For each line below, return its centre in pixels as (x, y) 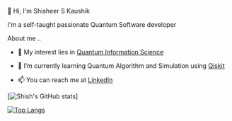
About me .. (24, 38)
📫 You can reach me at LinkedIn (65, 80)
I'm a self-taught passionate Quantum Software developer (92, 24)
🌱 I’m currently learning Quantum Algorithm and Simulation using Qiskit (121, 66)
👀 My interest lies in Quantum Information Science (91, 52)
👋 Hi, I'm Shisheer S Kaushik (49, 11)
